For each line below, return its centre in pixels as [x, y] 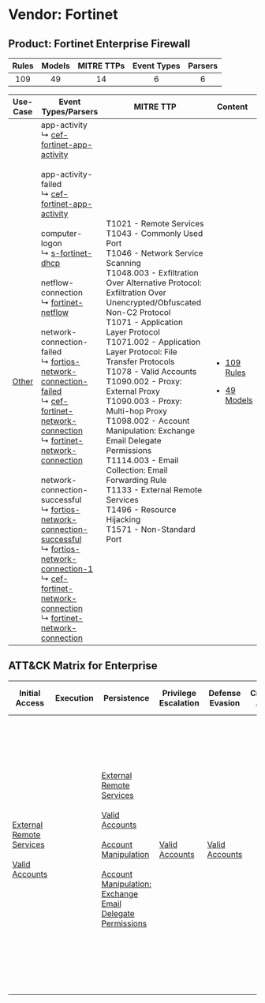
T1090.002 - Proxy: [144, 382]
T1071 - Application [145, 322]
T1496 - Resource [141, 509]
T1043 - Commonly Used [155, 233]
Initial [30, 693]
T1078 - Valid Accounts [151, 371]
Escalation [179, 702]
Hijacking [123, 520]
